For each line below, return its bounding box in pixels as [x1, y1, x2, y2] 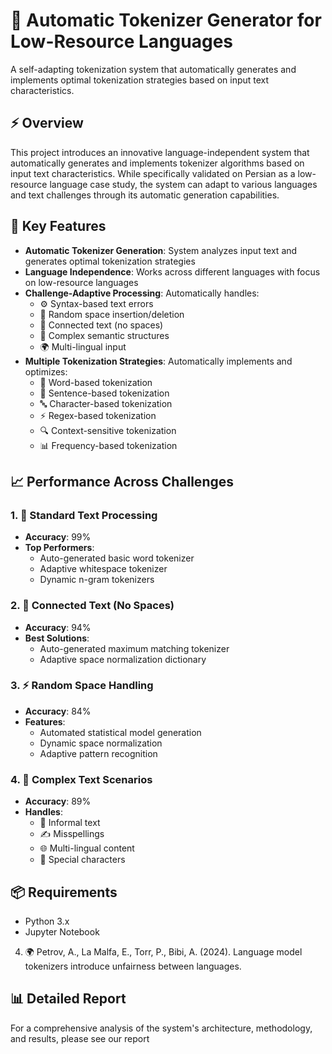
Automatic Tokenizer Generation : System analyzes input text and [24, 244, 298, 256]
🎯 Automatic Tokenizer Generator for [10, 9, 322, 32]
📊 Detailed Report [10, 990, 127, 1008]
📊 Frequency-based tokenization [39, 439, 178, 451]
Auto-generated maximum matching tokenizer [39, 642, 230, 654]
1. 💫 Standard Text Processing [10, 508, 158, 522]
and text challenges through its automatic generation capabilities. [10, 189, 280, 201]
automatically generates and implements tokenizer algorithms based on [10, 157, 305, 169]
